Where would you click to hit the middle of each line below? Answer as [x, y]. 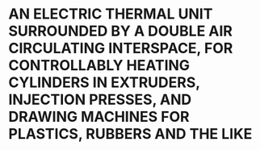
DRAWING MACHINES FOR [99, 117]
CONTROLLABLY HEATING [99, 66]
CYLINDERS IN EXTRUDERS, [104, 83]
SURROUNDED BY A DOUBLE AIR [120, 31]
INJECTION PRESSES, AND [100, 100]
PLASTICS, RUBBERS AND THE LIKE [130, 134]
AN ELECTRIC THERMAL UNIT [111, 14]
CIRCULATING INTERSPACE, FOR [121, 48]
